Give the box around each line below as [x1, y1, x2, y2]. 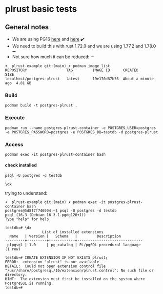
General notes [5, 23, 49, 31]
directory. [5, 273, 27, 277]
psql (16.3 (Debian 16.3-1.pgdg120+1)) [5, 212, 86, 218]
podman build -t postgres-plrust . [5, 103, 78, 108]
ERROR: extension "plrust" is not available [5, 260, 99, 265]
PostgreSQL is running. [5, 281, 54, 286]
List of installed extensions [42, 230, 104, 235]
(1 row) [5, 247, 21, 252]
